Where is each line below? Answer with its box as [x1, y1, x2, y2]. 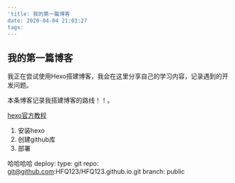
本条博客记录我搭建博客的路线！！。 [7, 96, 114, 105]
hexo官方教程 [7, 111, 47, 120]
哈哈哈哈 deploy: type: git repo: [7, 160, 99, 168]
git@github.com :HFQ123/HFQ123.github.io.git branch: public [7, 167, 185, 176]
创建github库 [17, 135, 56, 144]
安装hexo [17, 126, 45, 135]
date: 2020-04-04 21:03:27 [7, 17, 88, 24]
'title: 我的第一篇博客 [7, 10, 70, 18]
